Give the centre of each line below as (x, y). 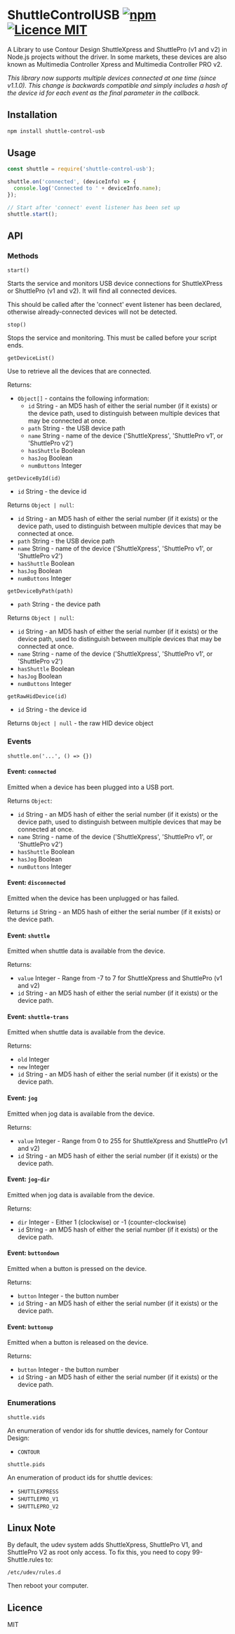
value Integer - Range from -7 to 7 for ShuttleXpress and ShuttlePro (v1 (120, 978)
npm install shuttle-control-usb (56, 131)
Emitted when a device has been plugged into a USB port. (90, 787)
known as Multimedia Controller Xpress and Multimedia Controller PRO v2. (115, 64)
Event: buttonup (31, 1326)
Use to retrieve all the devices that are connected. (80, 371)
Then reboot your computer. (48, 1586)
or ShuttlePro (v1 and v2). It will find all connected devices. (92, 291)
